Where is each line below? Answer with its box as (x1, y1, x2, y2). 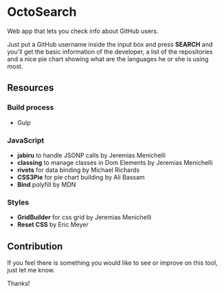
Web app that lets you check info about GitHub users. (7, 27, 159, 35)
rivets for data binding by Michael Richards (16, 166, 140, 174)
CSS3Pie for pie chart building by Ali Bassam (16, 173, 146, 181)
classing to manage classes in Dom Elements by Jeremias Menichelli (16, 158, 213, 166)
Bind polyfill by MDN (16, 180, 76, 188)
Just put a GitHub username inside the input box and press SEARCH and (7, 40, 213, 48)
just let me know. (7, 266, 55, 274)
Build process (7, 102, 54, 112)
